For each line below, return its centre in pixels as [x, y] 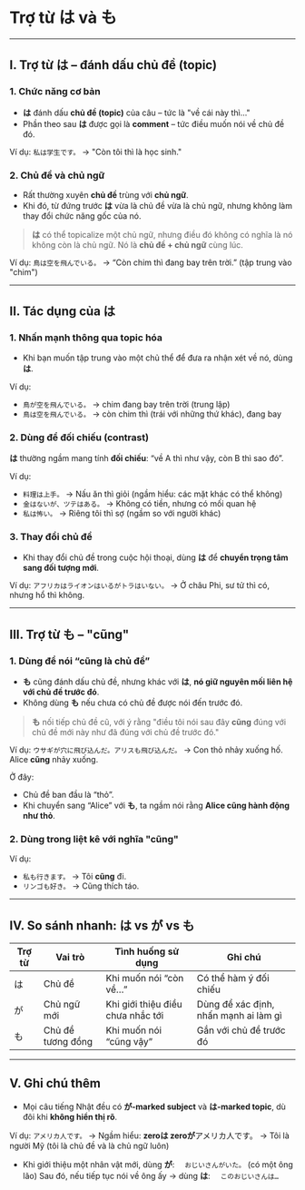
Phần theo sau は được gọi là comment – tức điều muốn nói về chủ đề [153, 123]
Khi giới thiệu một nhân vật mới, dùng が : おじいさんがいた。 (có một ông [157, 1164]
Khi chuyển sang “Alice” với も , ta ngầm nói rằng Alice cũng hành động [156, 805]
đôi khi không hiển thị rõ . [70, 1116]
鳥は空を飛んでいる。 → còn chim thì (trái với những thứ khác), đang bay [152, 414]
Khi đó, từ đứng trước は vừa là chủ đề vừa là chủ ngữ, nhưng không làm [157, 205]
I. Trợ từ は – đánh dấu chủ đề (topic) [113, 65]
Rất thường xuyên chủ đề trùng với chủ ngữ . [105, 194]
